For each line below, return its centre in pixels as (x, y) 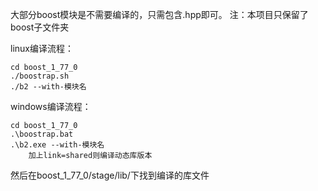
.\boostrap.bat (42, 134)
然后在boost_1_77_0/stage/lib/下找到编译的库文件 (110, 175)
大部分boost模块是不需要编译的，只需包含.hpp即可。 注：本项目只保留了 (159, 14)
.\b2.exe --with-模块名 (57, 145)
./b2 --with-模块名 (48, 87)
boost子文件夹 (40, 27)
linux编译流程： (42, 48)
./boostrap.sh (40, 76)
